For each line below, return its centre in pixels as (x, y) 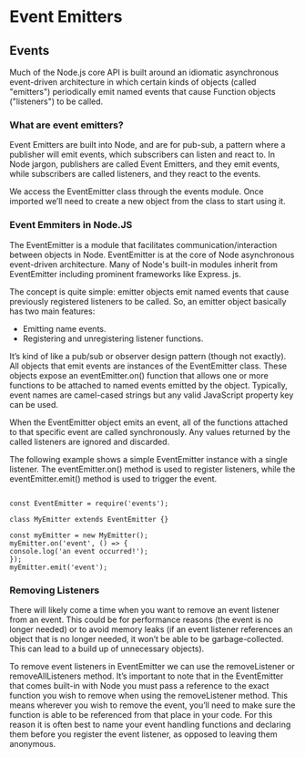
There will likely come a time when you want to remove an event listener (145, 609)
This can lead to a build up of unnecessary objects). (107, 649)
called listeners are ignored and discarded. (90, 441)
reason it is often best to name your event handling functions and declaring (150, 724)
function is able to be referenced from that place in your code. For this (141, 714)
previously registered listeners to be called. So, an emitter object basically (148, 301)
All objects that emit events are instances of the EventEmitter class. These (148, 366)
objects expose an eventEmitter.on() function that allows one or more (139, 375)
